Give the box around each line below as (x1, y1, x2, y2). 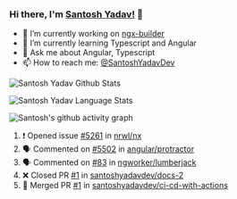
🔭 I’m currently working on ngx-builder (21, 29, 165, 39)
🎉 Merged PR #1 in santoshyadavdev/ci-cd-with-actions (21, 180, 228, 191)
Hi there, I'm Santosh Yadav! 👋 (9, 8, 144, 21)
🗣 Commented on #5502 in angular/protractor (21, 144, 195, 154)
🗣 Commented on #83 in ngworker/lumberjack (21, 157, 197, 168)
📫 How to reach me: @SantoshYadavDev (21, 57, 175, 68)
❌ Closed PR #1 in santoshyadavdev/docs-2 (21, 170, 184, 181)
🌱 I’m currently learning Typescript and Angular (21, 37, 197, 48)
